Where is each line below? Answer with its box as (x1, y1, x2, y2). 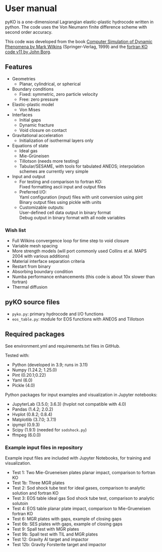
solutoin (12, 500, 28, 506)
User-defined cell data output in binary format (19, 209, 111, 215)
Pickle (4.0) (12, 382, 35, 388)
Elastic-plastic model (12, 101, 54, 107)
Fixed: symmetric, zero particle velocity (19, 91, 98, 97)
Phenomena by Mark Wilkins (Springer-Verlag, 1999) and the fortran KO (5, 44, 148, 49)
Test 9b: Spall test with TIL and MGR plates (12, 531, 98, 537)
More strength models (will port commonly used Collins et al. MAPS (12, 248, 147, 254)
